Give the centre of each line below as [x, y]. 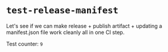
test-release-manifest [62, 10]
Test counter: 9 [24, 44]
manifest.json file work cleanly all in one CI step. [66, 32]
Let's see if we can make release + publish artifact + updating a [84, 26]
